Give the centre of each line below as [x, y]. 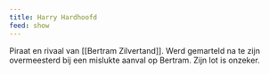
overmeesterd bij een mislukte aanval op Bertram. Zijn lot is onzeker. [134, 60]
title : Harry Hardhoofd [53, 17]
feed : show [29, 26]
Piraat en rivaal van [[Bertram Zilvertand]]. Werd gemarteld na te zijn [135, 50]
